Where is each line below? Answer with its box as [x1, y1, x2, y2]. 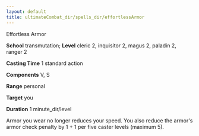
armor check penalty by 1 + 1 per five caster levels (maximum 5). [6, 123, 165, 130]
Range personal [6, 82, 46, 89]
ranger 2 [6, 48, 27, 55]
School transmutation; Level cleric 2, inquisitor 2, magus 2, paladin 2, [6, 42, 176, 49]
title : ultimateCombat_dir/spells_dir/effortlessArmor [6, 14, 145, 20]
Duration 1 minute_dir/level [6, 105, 72, 112]
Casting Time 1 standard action [6, 60, 83, 67]
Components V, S [6, 71, 50, 78]
